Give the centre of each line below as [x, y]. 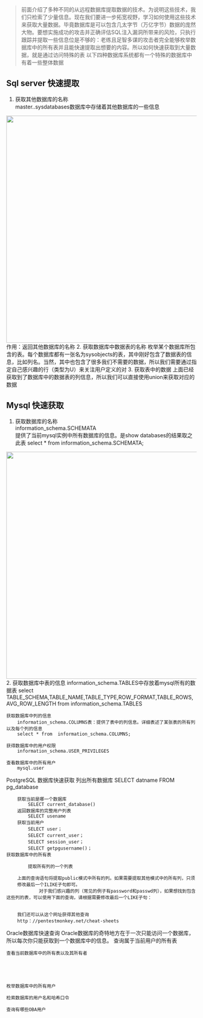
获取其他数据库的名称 [41, 99]
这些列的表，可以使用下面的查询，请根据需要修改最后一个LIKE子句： [79, 897]
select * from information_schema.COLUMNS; [74, 734]
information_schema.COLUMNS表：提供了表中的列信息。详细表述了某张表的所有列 [106, 722]
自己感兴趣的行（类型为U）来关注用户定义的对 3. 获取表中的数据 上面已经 [103, 369]
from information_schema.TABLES [100, 703]
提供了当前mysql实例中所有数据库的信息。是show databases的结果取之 [104, 435]
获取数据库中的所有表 [29, 854]
